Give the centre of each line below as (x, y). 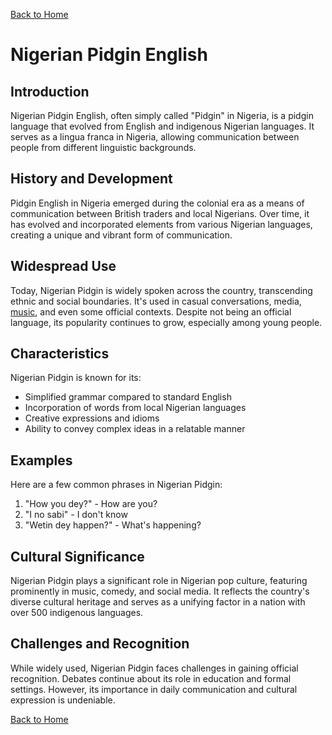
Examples (41, 460)
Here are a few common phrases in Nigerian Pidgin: (116, 485)
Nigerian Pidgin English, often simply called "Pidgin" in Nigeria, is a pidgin (162, 115)
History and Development (91, 179)
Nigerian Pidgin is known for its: (76, 378)
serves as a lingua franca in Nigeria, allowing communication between (155, 137)
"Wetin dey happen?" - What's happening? (113, 525)
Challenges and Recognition (100, 644)
